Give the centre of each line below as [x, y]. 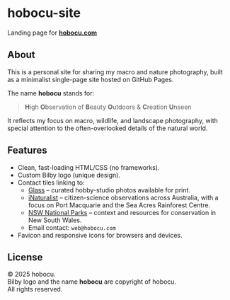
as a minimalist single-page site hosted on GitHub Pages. [91, 79]
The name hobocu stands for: [51, 93]
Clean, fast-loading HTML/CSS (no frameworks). [88, 167]
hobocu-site [44, 13]
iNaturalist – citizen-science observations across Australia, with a [123, 197]
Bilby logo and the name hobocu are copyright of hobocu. [92, 282]
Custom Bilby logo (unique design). [69, 175]
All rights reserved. [35, 289]
